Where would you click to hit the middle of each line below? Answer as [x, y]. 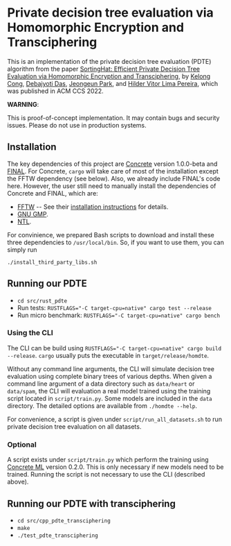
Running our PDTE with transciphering [92, 503]
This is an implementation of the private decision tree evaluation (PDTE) [109, 61]
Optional [22, 444]
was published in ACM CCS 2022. [55, 91]
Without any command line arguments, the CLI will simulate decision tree [111, 368]
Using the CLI [30, 333]
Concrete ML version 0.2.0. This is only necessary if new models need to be [115, 467]
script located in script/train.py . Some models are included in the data [110, 398]
